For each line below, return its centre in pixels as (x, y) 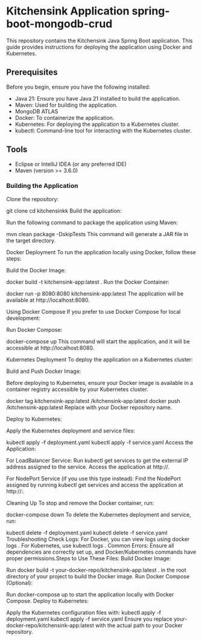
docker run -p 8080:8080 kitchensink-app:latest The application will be (95, 293)
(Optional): (20, 583)
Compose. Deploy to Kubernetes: (48, 601)
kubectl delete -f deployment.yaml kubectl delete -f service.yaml (87, 533)
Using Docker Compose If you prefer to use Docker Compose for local (93, 311)
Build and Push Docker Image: (44, 371)
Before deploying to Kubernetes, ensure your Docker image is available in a (100, 383)
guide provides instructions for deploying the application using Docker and (99, 47)
